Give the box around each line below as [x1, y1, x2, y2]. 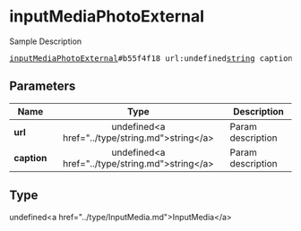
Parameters [9, 79, 76, 94]
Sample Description [9, 36, 82, 47]
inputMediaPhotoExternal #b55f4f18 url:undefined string [9, 53, 255, 64]
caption [13, 151, 47, 164]
